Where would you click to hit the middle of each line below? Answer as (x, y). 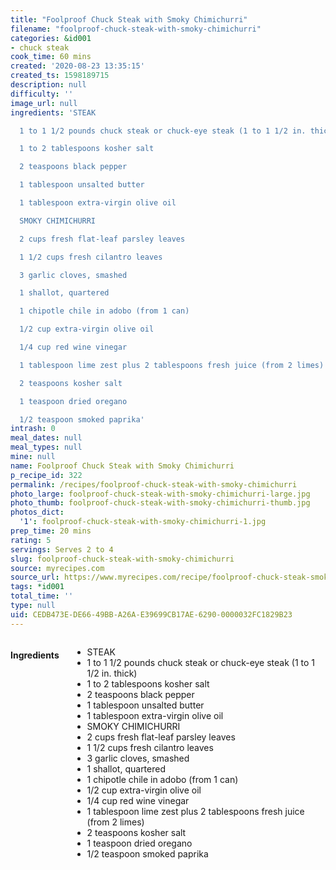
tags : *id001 (37, 587)
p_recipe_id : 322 (46, 475)
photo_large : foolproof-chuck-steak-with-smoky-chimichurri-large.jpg (160, 494)
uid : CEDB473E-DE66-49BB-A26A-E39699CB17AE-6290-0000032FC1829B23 (151, 614)
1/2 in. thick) (112, 673)
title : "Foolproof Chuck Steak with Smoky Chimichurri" (129, 19)
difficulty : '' (42, 94)
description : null (48, 85)
